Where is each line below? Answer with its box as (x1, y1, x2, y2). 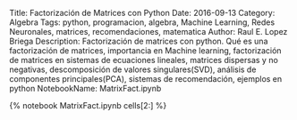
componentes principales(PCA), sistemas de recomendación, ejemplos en (9, 74, 283, 84)
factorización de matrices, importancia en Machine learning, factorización (9, 45, 282, 56)
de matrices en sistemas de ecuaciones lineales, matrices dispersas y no (9, 55, 279, 65)
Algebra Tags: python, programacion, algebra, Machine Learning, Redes (9, 17, 276, 28)
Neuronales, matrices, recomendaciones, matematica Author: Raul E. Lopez (9, 27, 288, 36)
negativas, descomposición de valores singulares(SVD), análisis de (9, 64, 257, 75)
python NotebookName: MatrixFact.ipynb (9, 84, 162, 93)
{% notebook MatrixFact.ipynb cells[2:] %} (9, 100, 167, 110)
